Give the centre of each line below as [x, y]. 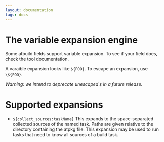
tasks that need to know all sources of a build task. [66, 135]
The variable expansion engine [72, 40]
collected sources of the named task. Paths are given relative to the [83, 124]
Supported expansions [54, 105]
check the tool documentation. [37, 59]
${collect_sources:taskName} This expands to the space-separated [83, 119]
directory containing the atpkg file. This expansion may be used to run [86, 129]
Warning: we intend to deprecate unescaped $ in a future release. [74, 84]
